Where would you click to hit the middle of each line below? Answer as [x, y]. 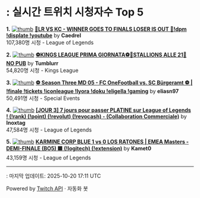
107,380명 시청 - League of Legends [50, 42]
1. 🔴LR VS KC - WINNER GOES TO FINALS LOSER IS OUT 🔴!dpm [96, 29]
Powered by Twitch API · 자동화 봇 [47, 188]
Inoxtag [16, 122]
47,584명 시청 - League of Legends [49, 130]
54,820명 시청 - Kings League [42, 70]
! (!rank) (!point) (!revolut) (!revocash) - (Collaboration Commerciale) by [97, 116]
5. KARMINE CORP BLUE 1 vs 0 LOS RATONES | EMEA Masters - [98, 142]
